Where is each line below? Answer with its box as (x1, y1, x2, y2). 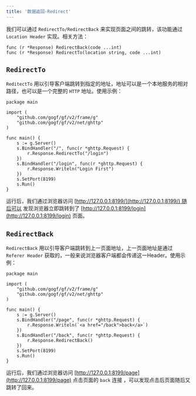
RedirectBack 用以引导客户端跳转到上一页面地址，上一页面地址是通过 (6, 245, 173, 252)
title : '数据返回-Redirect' (6, 8, 72, 15)
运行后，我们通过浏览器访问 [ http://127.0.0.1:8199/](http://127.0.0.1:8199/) (6, 198, 181, 205)
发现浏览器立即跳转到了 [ (22, 205, 83, 212)
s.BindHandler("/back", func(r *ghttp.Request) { (16, 333, 141, 339)
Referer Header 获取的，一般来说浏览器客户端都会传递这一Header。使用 (6, 252, 181, 259)
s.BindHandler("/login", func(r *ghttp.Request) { (16, 161, 143, 167)
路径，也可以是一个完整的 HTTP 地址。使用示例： (6, 87, 123, 94)
